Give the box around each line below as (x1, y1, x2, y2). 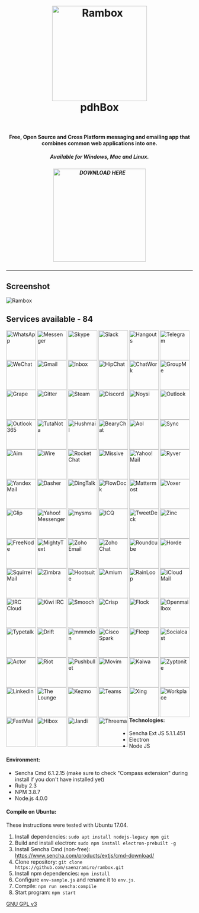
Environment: (6, 756, 40, 763)
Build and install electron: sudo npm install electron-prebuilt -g (14, 839, 176, 846)
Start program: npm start (14, 889, 76, 896)
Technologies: (129, 716, 165, 724)
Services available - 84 (6, 314, 94, 324)
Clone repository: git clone (14, 858, 83, 865)
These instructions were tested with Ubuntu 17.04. (6, 821, 129, 829)
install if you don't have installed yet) (14, 776, 105, 783)
